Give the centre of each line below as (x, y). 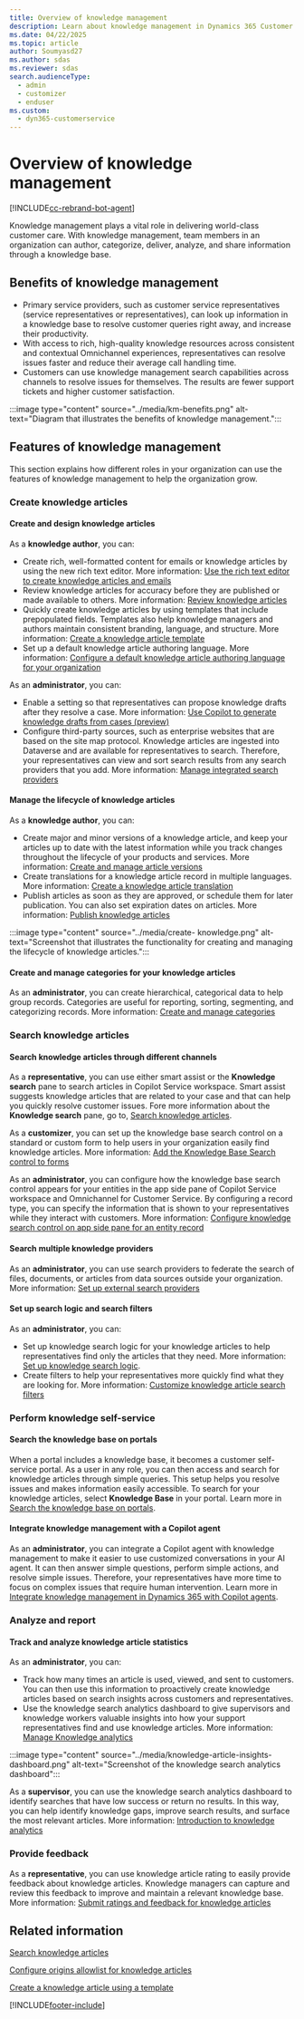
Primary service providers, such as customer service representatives (151, 304)
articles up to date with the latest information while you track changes (152, 847)
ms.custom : (30, 111)
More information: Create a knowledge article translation (128, 886)
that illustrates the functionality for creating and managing (185, 942)
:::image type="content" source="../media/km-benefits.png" (122, 409)
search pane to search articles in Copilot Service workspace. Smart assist (147, 1087)
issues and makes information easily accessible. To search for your (135, 1488)
